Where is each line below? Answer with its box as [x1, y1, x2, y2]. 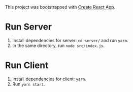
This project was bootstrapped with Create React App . [5, 4, 116, 10]
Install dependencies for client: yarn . [12, 76, 86, 82]
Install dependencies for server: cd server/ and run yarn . [12, 37, 129, 43]
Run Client [5, 60, 49, 71]
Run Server [5, 22, 52, 32]
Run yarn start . [12, 81, 45, 87]
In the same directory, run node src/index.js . [12, 43, 105, 48]
